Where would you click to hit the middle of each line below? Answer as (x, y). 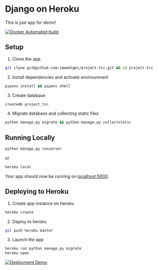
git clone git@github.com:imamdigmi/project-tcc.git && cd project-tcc (79, 68)
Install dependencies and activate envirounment (60, 77)
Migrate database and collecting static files (55, 113)
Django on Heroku (42, 9)
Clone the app (26, 59)
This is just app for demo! (31, 22)
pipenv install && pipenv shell (38, 86)
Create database (29, 95)
